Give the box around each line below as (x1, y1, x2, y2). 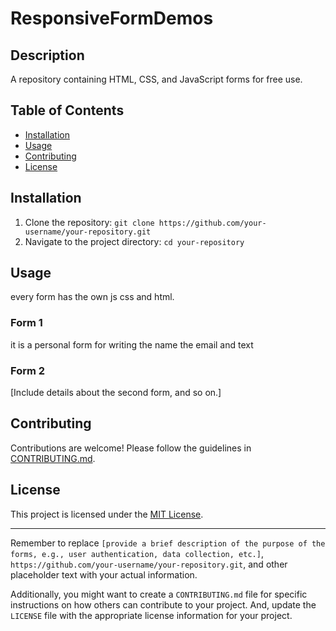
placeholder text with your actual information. (10, 568, 198, 581)
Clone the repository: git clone (24, 216, 155, 228)
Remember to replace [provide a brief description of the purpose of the (10, 537, 326, 549)
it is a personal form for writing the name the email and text (10, 338, 254, 351)
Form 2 (10, 363, 46, 377)
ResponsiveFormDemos (10, 7, 214, 30)
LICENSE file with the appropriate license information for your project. (10, 609, 293, 621)
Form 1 (10, 316, 43, 330)
